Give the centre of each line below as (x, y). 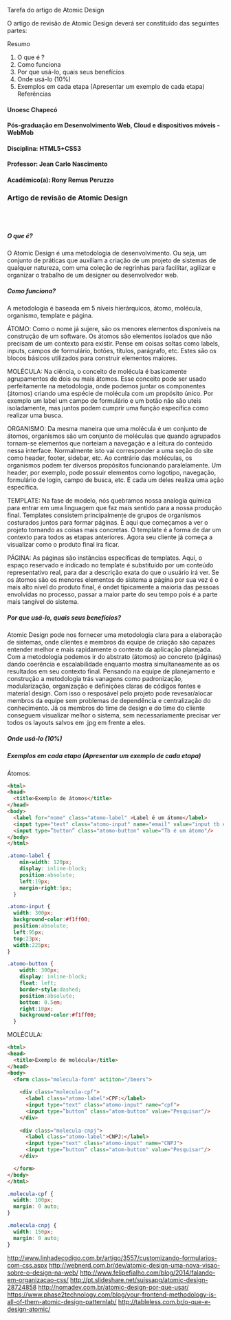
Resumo (19, 44)
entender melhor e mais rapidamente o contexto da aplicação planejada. (110, 649)
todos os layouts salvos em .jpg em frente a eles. (76, 723)
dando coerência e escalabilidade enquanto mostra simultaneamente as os (113, 664)
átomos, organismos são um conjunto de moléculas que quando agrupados (114, 436)
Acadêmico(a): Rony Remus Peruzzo (60, 180)
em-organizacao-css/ (38, 1279)
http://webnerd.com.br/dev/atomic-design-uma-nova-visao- (135, 1265)
